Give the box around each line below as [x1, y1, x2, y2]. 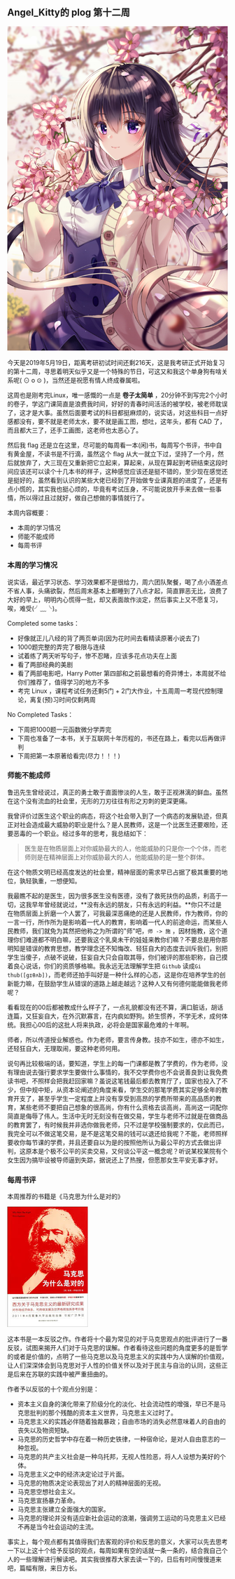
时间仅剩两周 [59, 695, 97, 703]
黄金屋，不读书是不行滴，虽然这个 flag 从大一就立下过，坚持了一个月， [13, 450, 218, 458]
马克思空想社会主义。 [17, 1488, 79, 1496]
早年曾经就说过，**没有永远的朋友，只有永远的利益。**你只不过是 [31, 900, 222, 909]
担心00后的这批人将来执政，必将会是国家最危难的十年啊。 [25, 1020, 193, 1029]
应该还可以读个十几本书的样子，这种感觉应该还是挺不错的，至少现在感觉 [13, 468, 222, 476]
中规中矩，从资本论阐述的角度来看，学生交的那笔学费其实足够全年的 [25, 1085, 222, 1094]
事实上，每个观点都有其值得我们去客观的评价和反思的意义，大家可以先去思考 [7, 1538, 228, 1546]
